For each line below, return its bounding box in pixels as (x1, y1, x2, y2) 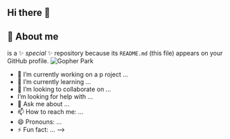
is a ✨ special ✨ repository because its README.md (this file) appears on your (7, 49, 223, 58)
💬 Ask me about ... (17, 100, 70, 108)
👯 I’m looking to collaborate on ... (17, 85, 112, 94)
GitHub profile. (7, 57, 49, 65)
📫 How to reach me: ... (17, 108, 84, 116)
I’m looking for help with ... (17, 92, 94, 101)
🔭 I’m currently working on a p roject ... (17, 70, 128, 79)
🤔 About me (7, 31, 59, 42)
